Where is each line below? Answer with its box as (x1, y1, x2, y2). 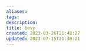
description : (6, 19, 38, 25)
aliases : (6, 8, 28, 15)
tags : (6, 14, 19, 20)
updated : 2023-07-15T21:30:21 (6, 36, 81, 42)
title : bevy (6, 25, 35, 31)
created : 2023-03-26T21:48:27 (6, 30, 81, 36)
